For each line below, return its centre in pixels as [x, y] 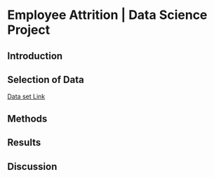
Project [29, 30]
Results [24, 143]
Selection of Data [46, 80]
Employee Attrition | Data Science [107, 15]
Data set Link [26, 97]
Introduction [35, 56]
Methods [27, 118]
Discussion [32, 166]
